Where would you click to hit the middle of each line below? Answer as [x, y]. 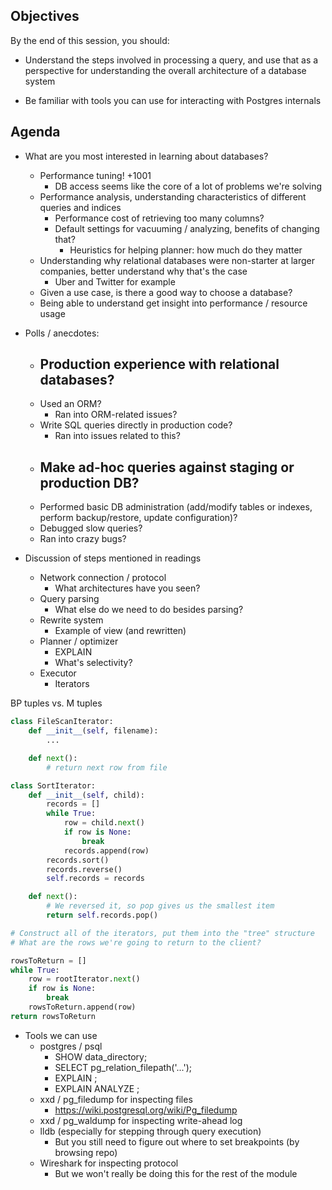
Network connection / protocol [103, 578]
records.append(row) [106, 850]
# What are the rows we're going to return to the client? [136, 942]
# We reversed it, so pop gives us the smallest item [160, 906]
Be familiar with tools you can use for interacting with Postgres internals [173, 100]
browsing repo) [86, 1152]
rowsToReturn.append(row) [82, 1007]
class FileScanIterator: [62, 722]
